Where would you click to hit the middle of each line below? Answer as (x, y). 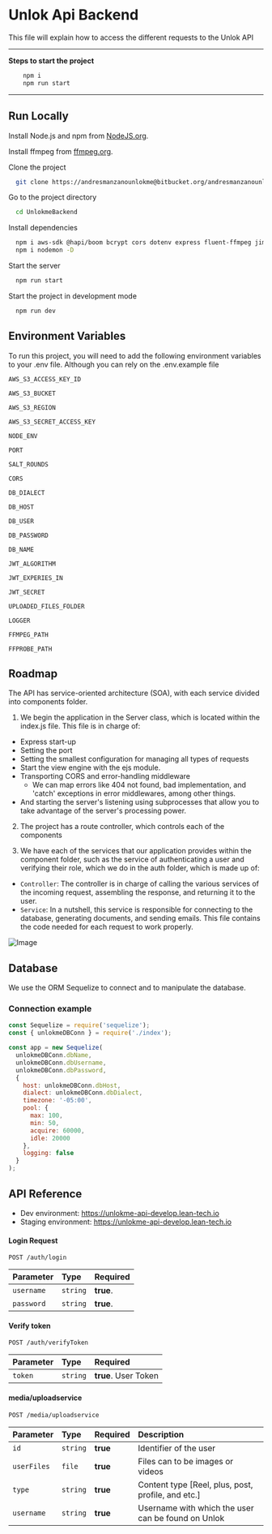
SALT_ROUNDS (28, 464)
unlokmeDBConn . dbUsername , (61, 1063)
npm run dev (36, 311)
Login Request (33, 1240)
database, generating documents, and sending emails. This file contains (140, 918)
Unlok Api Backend (74, 15)
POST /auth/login (38, 1258)
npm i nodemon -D (45, 250)
